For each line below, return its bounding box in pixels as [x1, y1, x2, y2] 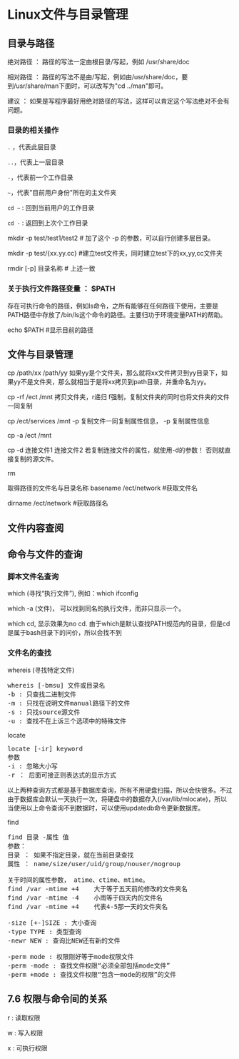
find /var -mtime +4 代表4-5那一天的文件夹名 [7, 903, 168, 910]
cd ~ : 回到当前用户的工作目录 [7, 204, 95, 212]
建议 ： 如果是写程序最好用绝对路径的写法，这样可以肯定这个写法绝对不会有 [7, 97, 230, 105]
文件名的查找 [7, 648, 52, 658]
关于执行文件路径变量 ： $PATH [7, 283, 116, 293]
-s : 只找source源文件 [7, 708, 81, 716]
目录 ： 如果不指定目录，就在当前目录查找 [7, 850, 134, 859]
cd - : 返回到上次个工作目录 [7, 219, 88, 227]
